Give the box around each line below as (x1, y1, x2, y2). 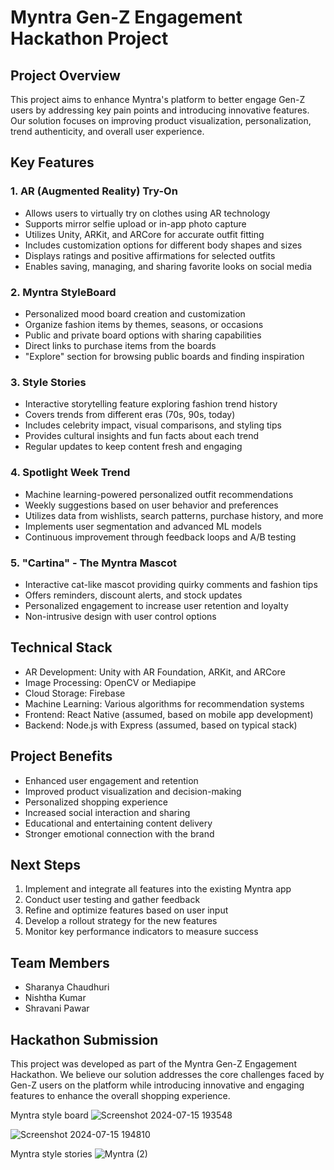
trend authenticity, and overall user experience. (10, 126, 205, 137)
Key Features (10, 154, 95, 171)
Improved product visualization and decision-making (24, 785, 242, 797)
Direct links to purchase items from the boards (24, 339, 217, 351)
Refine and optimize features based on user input (24, 904, 229, 916)
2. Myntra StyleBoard (10, 285, 117, 299)
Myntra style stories (10, 1147, 93, 1160)
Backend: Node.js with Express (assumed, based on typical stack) (24, 719, 298, 731)
